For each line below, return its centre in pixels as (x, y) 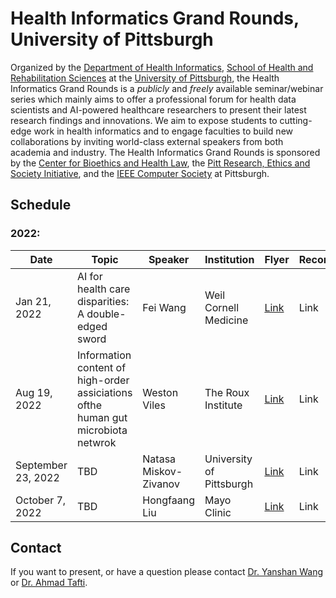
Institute (223, 405)
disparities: (103, 301)
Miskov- (162, 471)
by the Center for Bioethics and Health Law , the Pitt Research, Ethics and (160, 163)
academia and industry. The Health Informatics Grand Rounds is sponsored (165, 152)
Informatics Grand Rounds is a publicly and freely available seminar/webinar (167, 88)
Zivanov (161, 484)
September (41, 465)
